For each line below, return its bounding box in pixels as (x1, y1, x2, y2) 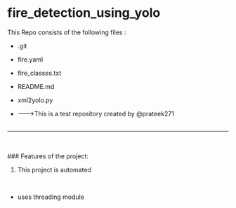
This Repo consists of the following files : (7, 28, 126, 36)
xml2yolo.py (17, 96, 53, 104)
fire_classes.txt (17, 69, 62, 77)
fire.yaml (17, 55, 44, 64)
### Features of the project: (7, 152, 89, 160)
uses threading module (17, 193, 84, 201)
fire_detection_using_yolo (7, 5, 161, 21)
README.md (17, 82, 55, 90)
